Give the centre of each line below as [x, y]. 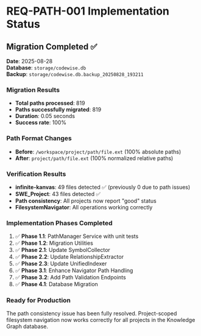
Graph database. [27, 326]
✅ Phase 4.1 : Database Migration [57, 284]
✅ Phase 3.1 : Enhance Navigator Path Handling [74, 271]
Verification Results [36, 173]
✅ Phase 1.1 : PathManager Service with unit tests [77, 236]
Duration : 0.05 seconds [45, 116]
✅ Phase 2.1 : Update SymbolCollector [63, 250]
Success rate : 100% [41, 122]
